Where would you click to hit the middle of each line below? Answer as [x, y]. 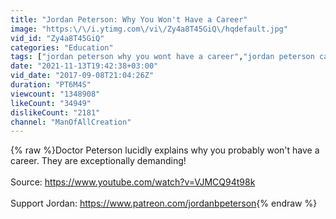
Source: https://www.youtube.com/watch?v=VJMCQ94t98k [133, 182]
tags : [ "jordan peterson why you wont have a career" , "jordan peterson [162, 57]
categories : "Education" [62, 47]
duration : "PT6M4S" [51, 85]
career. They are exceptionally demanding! [98, 161]
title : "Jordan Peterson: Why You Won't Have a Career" [129, 19]
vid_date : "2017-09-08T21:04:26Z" [82, 76]
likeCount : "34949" [51, 103]
